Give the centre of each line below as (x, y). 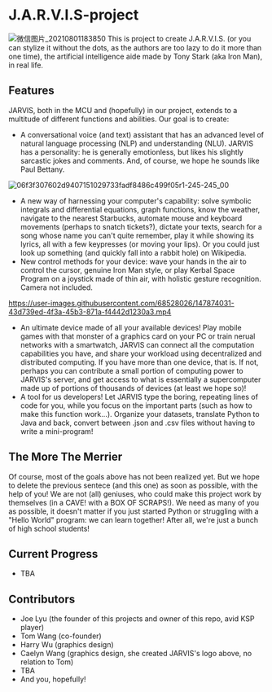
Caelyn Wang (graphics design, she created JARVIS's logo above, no (136, 654)
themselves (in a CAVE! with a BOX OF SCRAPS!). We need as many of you (134, 502)
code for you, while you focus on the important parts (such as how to (136, 405)
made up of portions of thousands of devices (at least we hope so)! (133, 388)
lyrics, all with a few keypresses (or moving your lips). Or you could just (140, 244)
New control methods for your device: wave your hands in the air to (133, 261)
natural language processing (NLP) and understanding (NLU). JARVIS (137, 143)
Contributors (42, 599)
